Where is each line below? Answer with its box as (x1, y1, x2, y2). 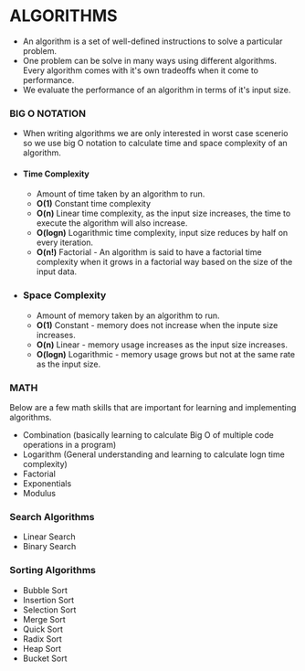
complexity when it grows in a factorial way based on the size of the (36, 257, 293, 268)
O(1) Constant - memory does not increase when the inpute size (36, 319, 279, 330)
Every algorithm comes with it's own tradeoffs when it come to (22, 65, 258, 76)
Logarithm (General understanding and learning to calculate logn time (22, 449, 285, 460)
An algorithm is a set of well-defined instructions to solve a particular (22, 36, 283, 47)
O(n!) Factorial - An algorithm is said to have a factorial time (36, 247, 262, 258)
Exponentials (22, 478, 72, 489)
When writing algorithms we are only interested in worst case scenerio (22, 128, 289, 139)
